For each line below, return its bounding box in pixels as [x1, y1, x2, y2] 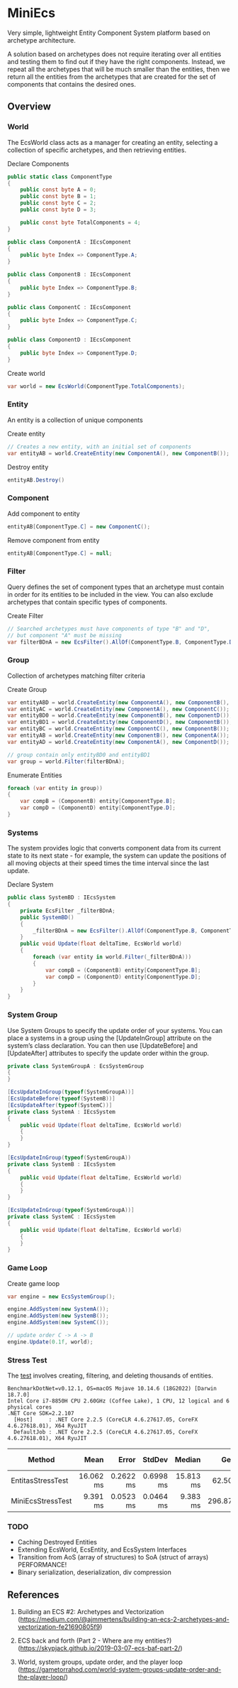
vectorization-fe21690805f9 [17, 1623, 101, 1631]
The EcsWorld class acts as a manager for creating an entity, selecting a [7, 138, 218, 146]
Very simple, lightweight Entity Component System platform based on [7, 28, 210, 37]
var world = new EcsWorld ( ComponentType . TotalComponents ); [7, 382, 186, 390]
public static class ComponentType [7, 173, 113, 180]
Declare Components [7, 159, 69, 168]
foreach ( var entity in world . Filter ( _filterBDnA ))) [33, 953, 192, 961]
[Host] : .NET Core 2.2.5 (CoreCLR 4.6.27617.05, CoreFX [13, 1416, 198, 1424]
